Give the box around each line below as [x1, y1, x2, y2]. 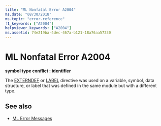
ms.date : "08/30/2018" [5, 12, 52, 17]
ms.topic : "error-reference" [5, 16, 65, 21]
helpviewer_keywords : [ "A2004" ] [5, 26, 71, 31]
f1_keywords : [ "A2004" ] [5, 21, 54, 26]
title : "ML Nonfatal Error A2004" [5, 7, 76, 12]
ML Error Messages [12, 115, 53, 121]
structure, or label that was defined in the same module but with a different [5, 83, 157, 88]
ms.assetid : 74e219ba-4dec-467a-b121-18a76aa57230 [5, 30, 111, 35]
